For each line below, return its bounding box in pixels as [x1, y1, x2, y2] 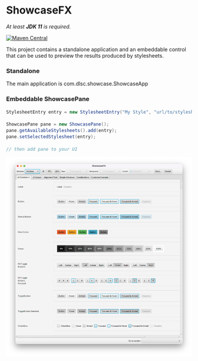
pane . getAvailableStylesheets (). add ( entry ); [6, 128, 117, 134]
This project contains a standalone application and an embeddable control [6, 45, 187, 53]
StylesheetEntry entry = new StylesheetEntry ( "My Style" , [6, 109, 151, 115]
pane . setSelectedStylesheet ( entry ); [6, 134, 96, 140]
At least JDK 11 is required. [6, 23, 71, 30]
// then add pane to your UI [6, 146, 78, 152]
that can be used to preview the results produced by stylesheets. [6, 52, 164, 59]
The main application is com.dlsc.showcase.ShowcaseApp [6, 80, 148, 87]
